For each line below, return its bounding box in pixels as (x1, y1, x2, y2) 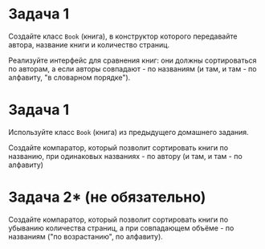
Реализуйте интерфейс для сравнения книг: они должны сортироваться (8, 55, 257, 65)
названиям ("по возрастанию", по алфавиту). (8, 231, 163, 241)
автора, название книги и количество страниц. (8, 39, 170, 49)
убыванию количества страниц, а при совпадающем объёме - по (8, 222, 234, 233)
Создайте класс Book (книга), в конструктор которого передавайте (8, 31, 238, 41)
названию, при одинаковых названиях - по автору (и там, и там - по (8, 151, 243, 161)
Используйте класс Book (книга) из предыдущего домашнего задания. (8, 127, 249, 137)
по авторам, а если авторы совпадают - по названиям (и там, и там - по (8, 63, 257, 73)
